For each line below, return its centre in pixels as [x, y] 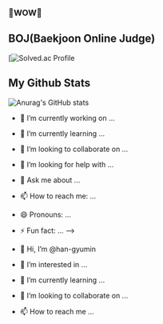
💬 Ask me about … [50, 180]
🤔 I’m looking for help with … [67, 164]
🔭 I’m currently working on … [67, 118]
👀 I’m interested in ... [54, 264]
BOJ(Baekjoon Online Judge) [82, 39]
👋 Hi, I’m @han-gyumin [58, 249]
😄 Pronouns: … [46, 214]
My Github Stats [49, 83]
